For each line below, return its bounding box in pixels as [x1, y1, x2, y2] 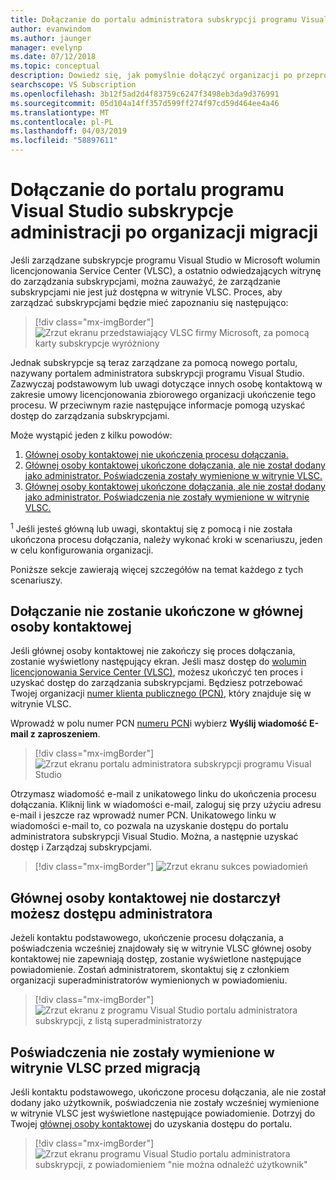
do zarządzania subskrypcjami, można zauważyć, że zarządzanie [10, 275, 281, 287]
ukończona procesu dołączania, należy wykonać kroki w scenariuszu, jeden [10, 533, 323, 545]
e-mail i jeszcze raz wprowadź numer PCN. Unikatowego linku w [10, 809, 277, 821]
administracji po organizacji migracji [10, 221, 319, 244]
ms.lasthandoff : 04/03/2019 [10, 126, 128, 136]
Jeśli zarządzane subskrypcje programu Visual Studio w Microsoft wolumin [10, 254, 321, 266]
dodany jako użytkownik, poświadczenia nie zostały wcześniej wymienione [10, 1097, 320, 1109]
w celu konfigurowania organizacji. [10, 544, 154, 556]
